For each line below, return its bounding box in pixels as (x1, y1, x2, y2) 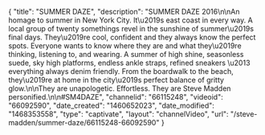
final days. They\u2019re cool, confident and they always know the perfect (8, 32, 256, 42)
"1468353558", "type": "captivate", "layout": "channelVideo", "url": (8, 109, 229, 119)
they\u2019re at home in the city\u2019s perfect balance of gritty (8, 76, 225, 84)
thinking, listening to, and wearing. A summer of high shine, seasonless (8, 50, 244, 59)
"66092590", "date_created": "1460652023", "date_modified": (8, 100, 215, 110)
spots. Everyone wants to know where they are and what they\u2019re (8, 41, 243, 51)
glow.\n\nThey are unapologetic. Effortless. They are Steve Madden (8, 84, 231, 93)
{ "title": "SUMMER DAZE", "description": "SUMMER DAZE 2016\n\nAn (8, 7, 240, 16)
